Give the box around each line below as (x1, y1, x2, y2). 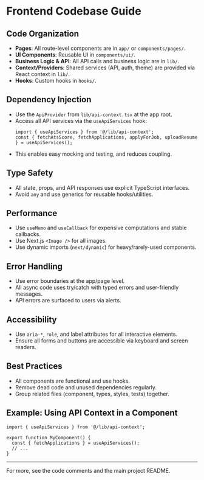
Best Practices (6, 361, 63, 372)
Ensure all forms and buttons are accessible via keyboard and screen (15, 337, 188, 344)
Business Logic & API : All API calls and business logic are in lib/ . (15, 58, 180, 64)
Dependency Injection (6, 94, 92, 105)
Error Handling (6, 261, 63, 271)
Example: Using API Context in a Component (6, 408, 178, 418)
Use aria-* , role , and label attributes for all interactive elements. (15, 330, 178, 338)
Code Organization (6, 29, 80, 39)
